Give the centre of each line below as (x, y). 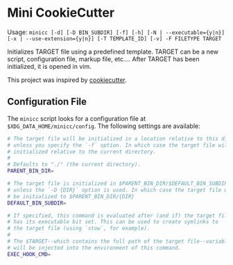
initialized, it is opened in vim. (49, 66)
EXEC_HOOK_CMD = (29, 254)
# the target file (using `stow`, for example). (79, 228)
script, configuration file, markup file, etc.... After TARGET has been (103, 59)
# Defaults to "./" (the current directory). (74, 165)
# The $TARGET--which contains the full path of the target (96, 241)
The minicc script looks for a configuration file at (77, 118)
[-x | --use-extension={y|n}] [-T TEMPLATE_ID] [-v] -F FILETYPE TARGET (114, 39)
